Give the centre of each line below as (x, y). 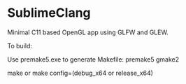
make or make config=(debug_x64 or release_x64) (80, 73)
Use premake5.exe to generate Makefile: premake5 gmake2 (93, 59)
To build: (20, 45)
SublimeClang (49, 13)
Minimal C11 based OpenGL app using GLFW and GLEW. (88, 32)
